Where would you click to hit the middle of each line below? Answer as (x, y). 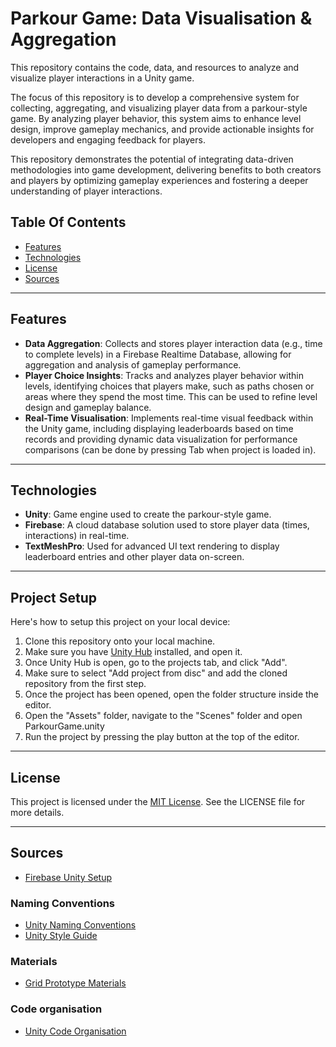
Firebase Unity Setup (68, 877)
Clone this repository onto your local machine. (120, 641)
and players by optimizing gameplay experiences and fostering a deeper (159, 180)
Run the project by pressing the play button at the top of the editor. (162, 737)
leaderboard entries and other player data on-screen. (134, 557)
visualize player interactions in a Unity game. (102, 78)
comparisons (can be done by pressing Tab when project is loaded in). (170, 449)
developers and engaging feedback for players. (108, 139)
